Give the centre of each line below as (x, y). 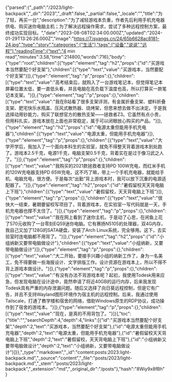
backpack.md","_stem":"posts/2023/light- (49, 363)
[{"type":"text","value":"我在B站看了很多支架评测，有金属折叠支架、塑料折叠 (86, 102)
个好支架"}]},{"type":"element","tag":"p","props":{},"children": (70, 76)
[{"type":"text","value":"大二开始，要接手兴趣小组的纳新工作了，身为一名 (82, 256)
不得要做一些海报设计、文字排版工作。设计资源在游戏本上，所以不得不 (93, 262)
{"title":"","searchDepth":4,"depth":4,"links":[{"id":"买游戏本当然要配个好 (81, 320)
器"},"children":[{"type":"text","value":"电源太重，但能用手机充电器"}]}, (80, 134)
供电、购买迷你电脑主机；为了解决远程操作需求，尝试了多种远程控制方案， (84, 26)
